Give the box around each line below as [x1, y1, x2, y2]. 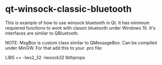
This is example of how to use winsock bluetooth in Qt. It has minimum [5, 20, 150, 26]
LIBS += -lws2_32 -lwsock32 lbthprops [5, 54, 85, 60]
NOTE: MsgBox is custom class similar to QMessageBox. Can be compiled [5, 39, 158, 45]
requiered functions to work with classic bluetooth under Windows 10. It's [5, 25, 156, 31]
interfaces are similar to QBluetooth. [5, 30, 79, 36]
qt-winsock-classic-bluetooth [5, 3, 132, 15]
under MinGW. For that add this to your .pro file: [5, 45, 103, 51]
